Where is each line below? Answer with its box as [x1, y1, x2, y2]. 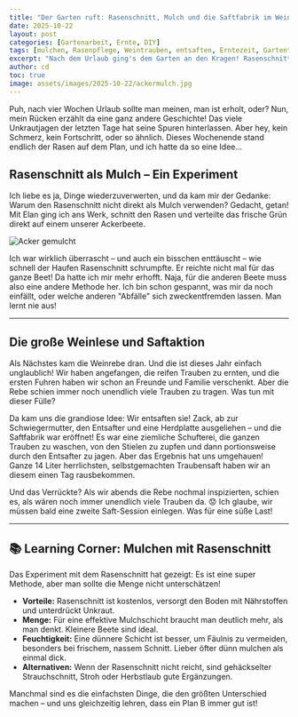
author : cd [9, 63, 50, 72]
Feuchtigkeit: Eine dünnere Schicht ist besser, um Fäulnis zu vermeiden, [21, 633, 288, 644]
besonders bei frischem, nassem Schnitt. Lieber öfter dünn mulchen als [21, 643, 284, 654]
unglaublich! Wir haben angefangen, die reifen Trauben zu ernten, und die [9, 368, 279, 378]
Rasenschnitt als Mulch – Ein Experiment [9, 167, 239, 182]
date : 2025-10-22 [9, 21, 74, 30]
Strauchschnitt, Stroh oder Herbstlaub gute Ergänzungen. [21, 672, 233, 682]
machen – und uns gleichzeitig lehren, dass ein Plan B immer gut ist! [9, 698, 258, 709]
